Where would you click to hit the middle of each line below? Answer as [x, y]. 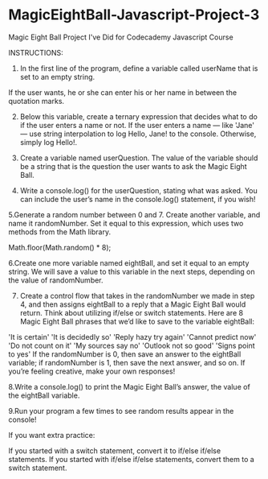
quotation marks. [37, 101]
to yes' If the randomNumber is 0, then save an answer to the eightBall [125, 354]
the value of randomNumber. [56, 280]
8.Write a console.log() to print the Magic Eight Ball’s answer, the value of [129, 386]
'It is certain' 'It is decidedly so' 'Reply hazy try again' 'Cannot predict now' [132, 337]
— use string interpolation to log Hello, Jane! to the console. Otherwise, [138, 134]
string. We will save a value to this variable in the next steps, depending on [132, 271]
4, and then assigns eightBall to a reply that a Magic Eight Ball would [133, 304]
